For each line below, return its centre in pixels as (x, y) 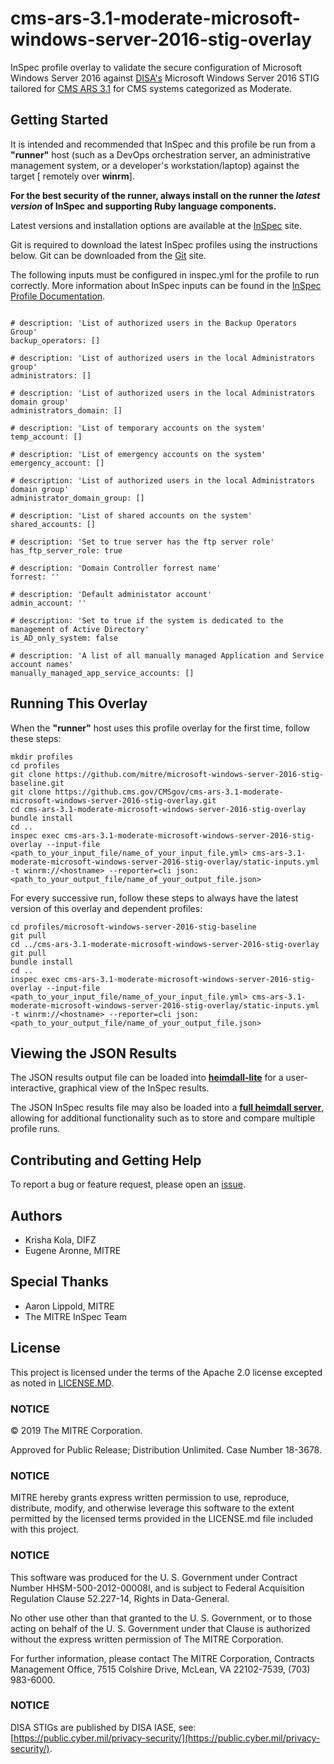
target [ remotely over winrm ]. (72, 176)
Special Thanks (59, 1282)
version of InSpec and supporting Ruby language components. (143, 206)
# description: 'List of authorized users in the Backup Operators (154, 323)
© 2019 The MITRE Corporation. (76, 1430)
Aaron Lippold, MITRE (69, 1306)
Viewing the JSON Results (94, 1053)
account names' (42, 664)
